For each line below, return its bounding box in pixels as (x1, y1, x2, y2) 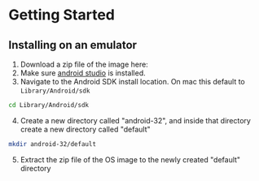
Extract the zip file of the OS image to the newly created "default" (20, 154, 241, 164)
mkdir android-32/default (8, 140, 96, 148)
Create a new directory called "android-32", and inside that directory (20, 115, 251, 125)
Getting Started (8, 6, 116, 24)
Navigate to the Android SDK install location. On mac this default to (20, 77, 246, 86)
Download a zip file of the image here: (20, 59, 148, 69)
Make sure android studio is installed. (20, 68, 147, 78)
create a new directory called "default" (20, 124, 151, 134)
